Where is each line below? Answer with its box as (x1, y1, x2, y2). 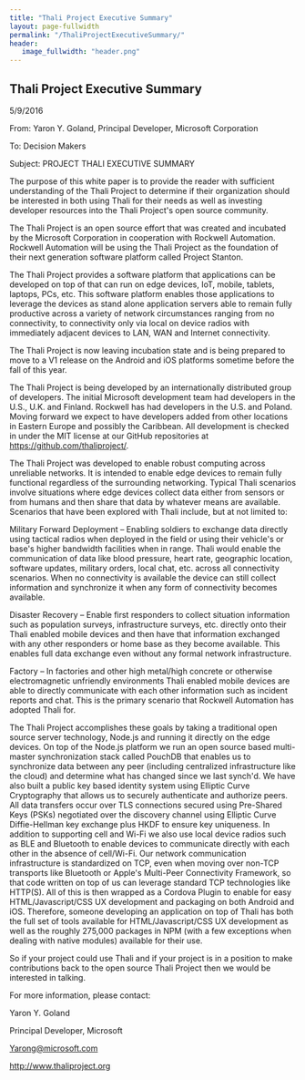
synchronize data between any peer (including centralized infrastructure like (9, 760, 296, 771)
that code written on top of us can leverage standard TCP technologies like (9, 877, 291, 888)
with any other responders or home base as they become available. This (9, 638, 280, 649)
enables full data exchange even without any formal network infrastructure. (9, 648, 292, 659)
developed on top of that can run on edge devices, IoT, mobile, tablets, (9, 279, 275, 290)
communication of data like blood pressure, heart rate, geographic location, (9, 552, 293, 563)
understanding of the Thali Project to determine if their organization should (9, 185, 290, 196)
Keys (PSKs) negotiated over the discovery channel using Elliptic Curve (9, 808, 277, 820)
